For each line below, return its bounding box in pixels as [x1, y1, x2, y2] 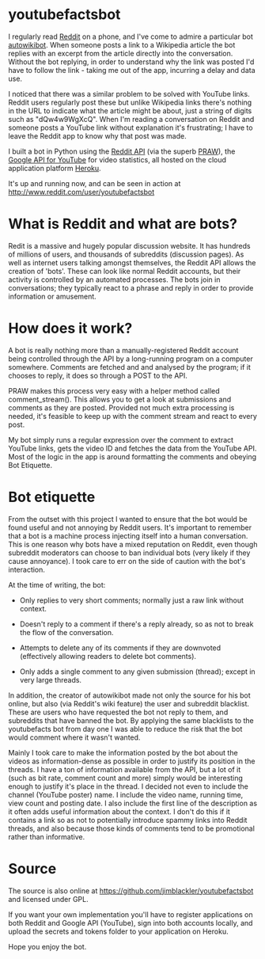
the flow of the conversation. [19, 627, 114, 637]
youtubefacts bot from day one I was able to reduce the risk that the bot [8, 724, 243, 733]
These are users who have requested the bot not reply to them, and [8, 707, 229, 717]
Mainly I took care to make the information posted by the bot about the [8, 748, 239, 757]
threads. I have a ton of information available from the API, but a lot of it [8, 764, 241, 774]
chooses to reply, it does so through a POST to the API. [8, 371, 188, 380]
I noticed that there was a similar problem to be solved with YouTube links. [8, 89, 251, 98]
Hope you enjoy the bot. [8, 942, 87, 951]
